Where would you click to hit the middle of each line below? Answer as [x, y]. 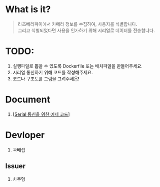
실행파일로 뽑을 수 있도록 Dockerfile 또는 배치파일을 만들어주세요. [78, 66]
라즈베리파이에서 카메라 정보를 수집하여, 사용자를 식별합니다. [77, 24]
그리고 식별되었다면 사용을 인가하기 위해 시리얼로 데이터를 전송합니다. [86, 30]
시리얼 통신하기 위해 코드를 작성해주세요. [53, 72]
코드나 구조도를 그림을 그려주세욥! [46, 79]
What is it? [28, 9]
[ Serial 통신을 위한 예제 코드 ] [41, 114]
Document [28, 100]
